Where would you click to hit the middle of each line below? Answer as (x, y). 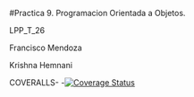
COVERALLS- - (37, 83)
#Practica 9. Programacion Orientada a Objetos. (97, 13)
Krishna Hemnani (41, 65)
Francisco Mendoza (46, 48)
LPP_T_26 (27, 30)
